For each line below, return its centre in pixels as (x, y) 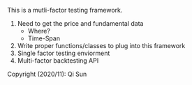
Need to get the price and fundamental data (80, 23)
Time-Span (44, 38)
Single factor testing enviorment (64, 53)
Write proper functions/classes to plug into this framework (101, 46)
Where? (39, 31)
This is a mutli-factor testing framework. (65, 10)
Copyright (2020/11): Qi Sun (47, 74)
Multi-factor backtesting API (58, 61)
